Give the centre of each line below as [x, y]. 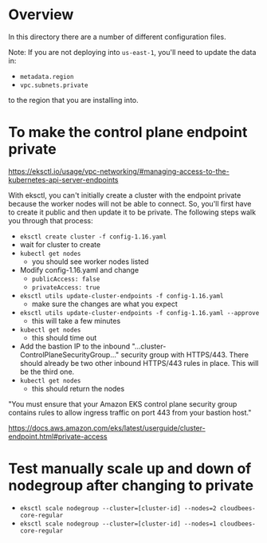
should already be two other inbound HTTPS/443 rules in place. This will [139, 363]
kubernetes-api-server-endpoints [63, 179]
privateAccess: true [66, 287]
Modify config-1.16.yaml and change [79, 270]
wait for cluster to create [60, 244]
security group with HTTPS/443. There [185, 354]
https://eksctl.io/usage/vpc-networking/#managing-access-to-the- [119, 171]
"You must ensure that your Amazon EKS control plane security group [123, 403]
